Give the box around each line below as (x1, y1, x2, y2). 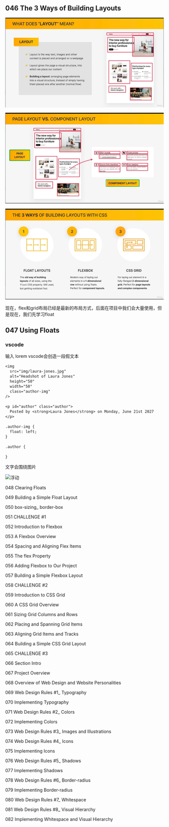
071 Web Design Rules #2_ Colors (5, 709, 75, 715)
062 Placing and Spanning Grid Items (5, 621, 83, 627)
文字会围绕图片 (5, 464, 36, 470)
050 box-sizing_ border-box (5, 504, 63, 510)
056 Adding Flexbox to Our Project (5, 563, 77, 569)
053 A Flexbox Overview (5, 534, 56, 540)
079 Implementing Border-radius (5, 787, 73, 793)
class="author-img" (10, 389, 51, 394)
